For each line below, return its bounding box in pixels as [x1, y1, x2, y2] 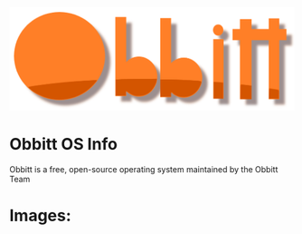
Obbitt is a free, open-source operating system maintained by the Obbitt [9, 163, 278, 174]
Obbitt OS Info [9, 133, 118, 154]
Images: [9, 205, 72, 226]
